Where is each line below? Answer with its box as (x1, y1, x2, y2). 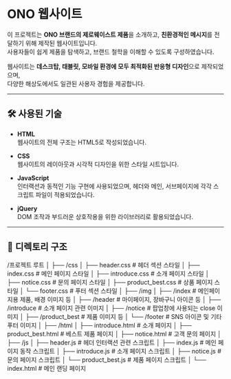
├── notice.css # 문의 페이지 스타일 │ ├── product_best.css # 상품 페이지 (7, 278, 213, 286)
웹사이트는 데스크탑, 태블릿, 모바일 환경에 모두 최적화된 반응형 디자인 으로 (7, 62, 200, 70)
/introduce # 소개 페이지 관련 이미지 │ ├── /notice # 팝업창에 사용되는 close (7, 304, 216, 312)
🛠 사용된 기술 (7, 108, 63, 120)
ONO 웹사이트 (7, 6, 82, 22)
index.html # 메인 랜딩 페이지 (7, 364, 87, 372)
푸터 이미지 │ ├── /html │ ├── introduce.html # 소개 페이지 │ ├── (7, 321, 192, 329)
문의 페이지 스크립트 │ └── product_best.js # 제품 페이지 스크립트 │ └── (7, 356, 206, 364)
